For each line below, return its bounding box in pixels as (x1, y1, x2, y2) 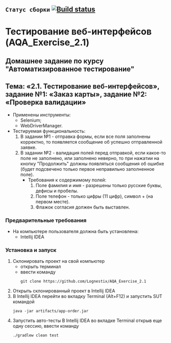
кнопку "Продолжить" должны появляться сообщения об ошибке (20, 161, 164, 167)
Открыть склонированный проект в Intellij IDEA (12, 288, 115, 294)
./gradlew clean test (12, 333, 59, 338)
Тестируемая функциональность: (12, 128, 86, 134)
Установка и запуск (5, 246, 57, 254)
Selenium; (20, 117, 42, 123)
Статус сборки (5, 6, 50, 13)
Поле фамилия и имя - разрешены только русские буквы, (35, 182, 162, 188)
